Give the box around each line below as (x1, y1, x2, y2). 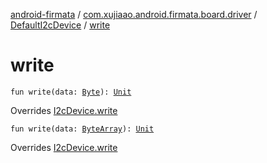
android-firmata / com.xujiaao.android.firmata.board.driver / (10, 9, 258, 20)
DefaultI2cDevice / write (10, 19, 111, 31)
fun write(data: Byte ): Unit (10, 87, 132, 97)
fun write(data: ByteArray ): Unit (10, 124, 155, 134)
